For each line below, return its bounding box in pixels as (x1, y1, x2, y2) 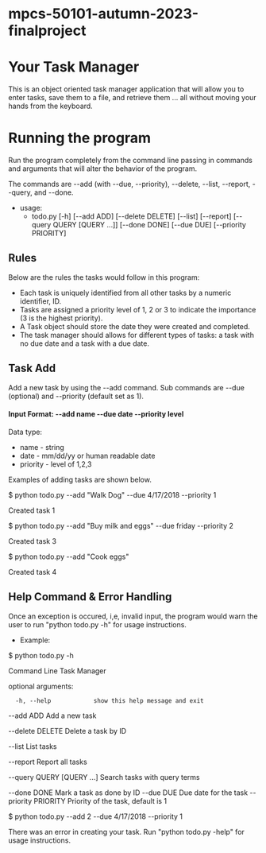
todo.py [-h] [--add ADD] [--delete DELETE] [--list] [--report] (31, 211, 232, 221)
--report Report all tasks (8, 757, 87, 766)
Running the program (8, 129, 152, 147)
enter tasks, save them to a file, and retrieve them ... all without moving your (8, 93, 256, 103)
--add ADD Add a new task (8, 711, 97, 720)
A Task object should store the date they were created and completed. (19, 321, 250, 331)
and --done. (34, 188, 74, 197)
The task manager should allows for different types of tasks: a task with (19, 330, 254, 339)
